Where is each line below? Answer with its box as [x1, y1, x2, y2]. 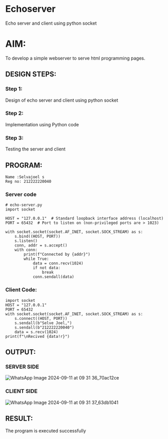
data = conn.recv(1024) [32, 261, 83, 266]
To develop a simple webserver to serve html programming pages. [5, 55, 145, 61]
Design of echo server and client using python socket [5, 97, 119, 103]
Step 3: [5, 134, 24, 141]
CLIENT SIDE [5, 388, 38, 395]
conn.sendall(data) [32, 274, 74, 280]
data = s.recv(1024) [14, 329, 58, 334]
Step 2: [5, 110, 24, 117]
